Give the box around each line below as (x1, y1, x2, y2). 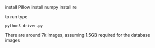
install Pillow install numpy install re (5, 4, 77, 10)
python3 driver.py (5, 23, 43, 28)
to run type (5, 14, 28, 19)
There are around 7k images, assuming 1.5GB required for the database (5, 32, 151, 38)
